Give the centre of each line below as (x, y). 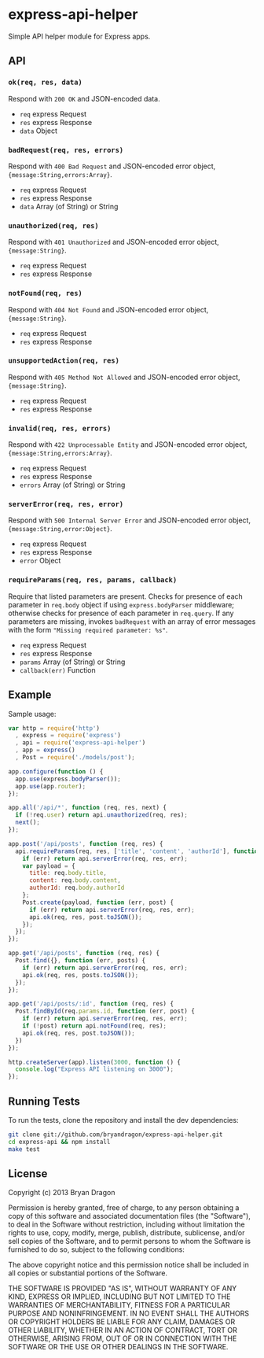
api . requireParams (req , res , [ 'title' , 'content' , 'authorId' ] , (123, 851)
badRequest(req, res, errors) (66, 150)
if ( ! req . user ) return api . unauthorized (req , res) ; (102, 815)
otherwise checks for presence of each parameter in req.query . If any (121, 613)
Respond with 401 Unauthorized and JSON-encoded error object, (114, 242)
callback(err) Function (57, 670)
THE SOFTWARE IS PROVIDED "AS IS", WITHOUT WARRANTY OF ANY (123, 1289)
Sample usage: (32, 714)
